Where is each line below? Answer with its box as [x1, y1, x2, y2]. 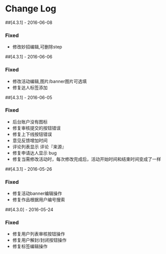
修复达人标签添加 [12, 84, 48, 90]
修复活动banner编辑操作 [12, 190, 62, 197]
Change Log [5, 3, 56, 14]
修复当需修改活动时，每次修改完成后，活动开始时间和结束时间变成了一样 [12, 156, 161, 162]
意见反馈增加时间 [12, 137, 48, 143]
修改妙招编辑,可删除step [12, 44, 62, 50]
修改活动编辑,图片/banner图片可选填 [12, 78, 87, 84]
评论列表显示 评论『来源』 [12, 143, 66, 149]
